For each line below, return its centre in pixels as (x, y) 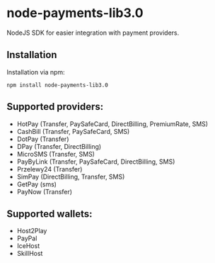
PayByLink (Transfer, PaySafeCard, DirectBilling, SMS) (96, 162)
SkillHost (30, 254)
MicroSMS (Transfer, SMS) (56, 154)
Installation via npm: (36, 72)
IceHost (28, 246)
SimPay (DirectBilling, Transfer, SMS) (71, 177)
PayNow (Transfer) (44, 191)
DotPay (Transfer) (43, 139)
